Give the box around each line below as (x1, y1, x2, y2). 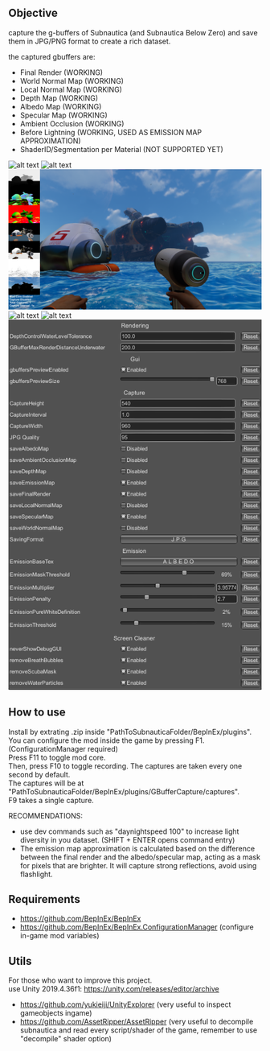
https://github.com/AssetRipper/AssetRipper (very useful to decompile (19, 1017, 254, 1027)
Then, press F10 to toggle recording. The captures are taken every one (8, 760, 243, 771)
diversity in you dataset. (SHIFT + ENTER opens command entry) (19, 835, 235, 844)
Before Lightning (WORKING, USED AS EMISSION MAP (19, 127, 202, 137)
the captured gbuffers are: (8, 52, 96, 61)
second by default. (8, 769, 71, 779)
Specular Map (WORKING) (19, 110, 108, 120)
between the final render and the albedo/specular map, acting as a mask (19, 852, 261, 862)
